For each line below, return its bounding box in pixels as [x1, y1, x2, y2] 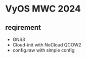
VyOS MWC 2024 [5, 3, 81, 15]
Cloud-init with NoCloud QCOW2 [12, 42, 82, 48]
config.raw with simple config [12, 47, 75, 53]
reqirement [5, 23, 41, 32]
